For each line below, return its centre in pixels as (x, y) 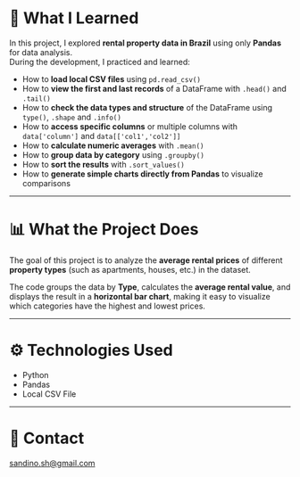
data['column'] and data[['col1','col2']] (101, 136)
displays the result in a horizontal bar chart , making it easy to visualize (140, 296)
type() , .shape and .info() (72, 117)
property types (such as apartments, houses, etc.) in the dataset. (130, 269)
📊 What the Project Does (104, 230)
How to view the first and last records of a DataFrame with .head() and (154, 88)
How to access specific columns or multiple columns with (130, 126)
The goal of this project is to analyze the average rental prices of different (146, 260)
